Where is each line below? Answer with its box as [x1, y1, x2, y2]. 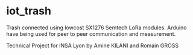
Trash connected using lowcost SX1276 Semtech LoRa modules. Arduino [6, 24, 187, 31]
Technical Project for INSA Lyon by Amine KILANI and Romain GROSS [6, 42, 179, 49]
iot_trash [6, 4, 51, 18]
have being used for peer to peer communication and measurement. [6, 30, 176, 37]
